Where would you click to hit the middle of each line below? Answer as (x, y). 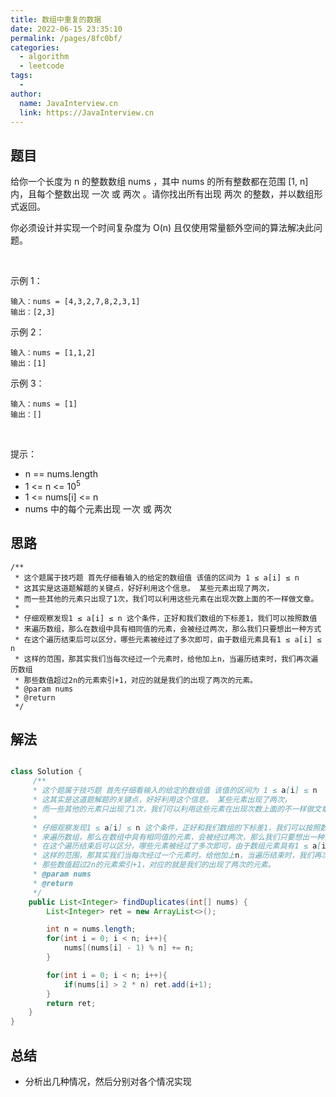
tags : (21, 76)
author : (26, 94)
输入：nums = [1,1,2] (53, 353)
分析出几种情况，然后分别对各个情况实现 (108, 1082)
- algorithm (44, 57)
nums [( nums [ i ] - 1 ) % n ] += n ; (129, 948)
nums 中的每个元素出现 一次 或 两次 (98, 508)
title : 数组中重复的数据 (56, 19)
